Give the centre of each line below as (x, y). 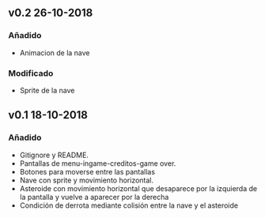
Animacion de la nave (55, 53)
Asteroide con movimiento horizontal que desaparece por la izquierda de (138, 188)
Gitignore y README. (54, 155)
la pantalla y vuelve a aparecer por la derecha (94, 197)
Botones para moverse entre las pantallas (87, 171)
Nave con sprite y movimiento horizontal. (87, 180)
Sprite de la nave (47, 90)
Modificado (31, 73)
